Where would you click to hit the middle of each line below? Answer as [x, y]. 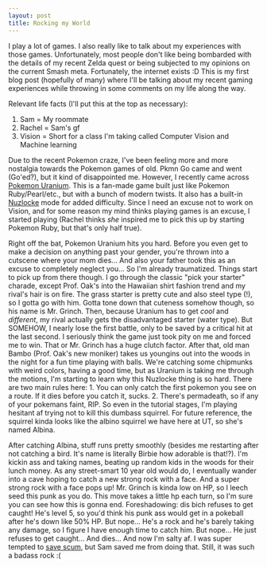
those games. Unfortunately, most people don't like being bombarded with [130, 54]
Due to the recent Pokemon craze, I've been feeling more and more [118, 159]
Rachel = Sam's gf [50, 128]
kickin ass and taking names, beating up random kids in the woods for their [131, 462]
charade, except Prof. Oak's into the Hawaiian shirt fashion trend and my [127, 285]
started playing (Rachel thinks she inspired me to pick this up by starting [126, 219]
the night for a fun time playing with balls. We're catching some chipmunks [130, 362]
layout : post [30, 16]
